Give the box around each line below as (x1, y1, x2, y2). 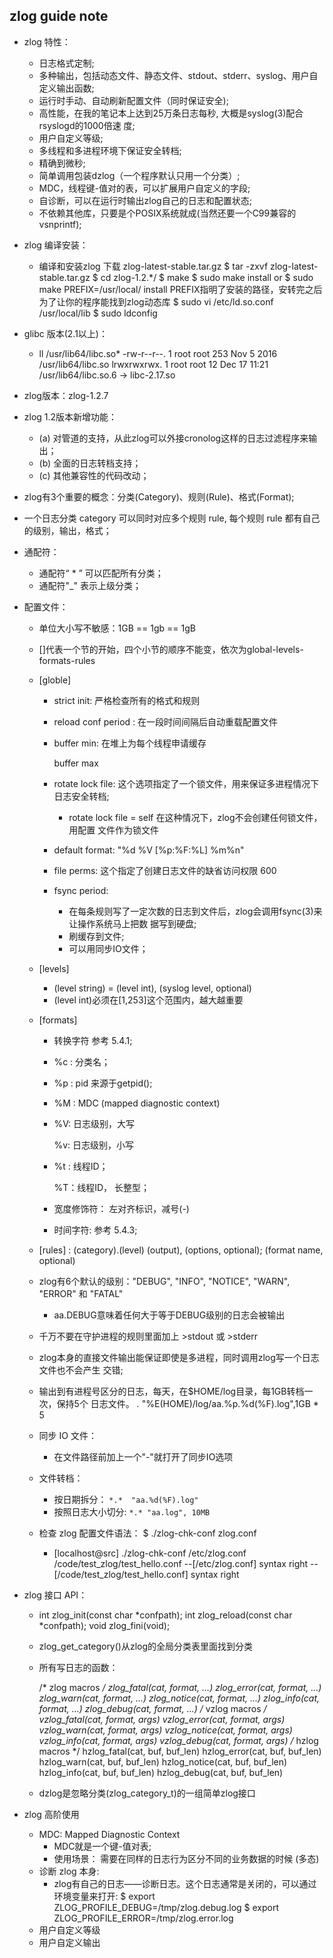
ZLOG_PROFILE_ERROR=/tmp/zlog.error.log (53, 1912, 234, 1924)
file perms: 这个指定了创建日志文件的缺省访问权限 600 (53, 864, 277, 876)
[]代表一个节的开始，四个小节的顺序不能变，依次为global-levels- (38, 643, 304, 655)
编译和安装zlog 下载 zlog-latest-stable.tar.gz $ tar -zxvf (38, 260, 269, 272)
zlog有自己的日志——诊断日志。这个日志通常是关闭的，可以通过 (53, 1877, 317, 1889)
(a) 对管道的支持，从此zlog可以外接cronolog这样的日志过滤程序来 (38, 432, 309, 444)
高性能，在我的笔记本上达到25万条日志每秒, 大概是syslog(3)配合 (38, 107, 304, 119)
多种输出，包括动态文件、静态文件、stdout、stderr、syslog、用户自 (38, 69, 319, 81)
